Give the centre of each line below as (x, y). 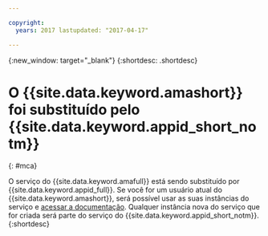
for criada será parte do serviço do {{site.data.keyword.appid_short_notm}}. (134, 216)
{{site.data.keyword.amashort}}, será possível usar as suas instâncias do (129, 198)
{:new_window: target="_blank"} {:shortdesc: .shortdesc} (103, 60)
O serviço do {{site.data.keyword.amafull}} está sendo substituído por (124, 181)
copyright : (26, 22)
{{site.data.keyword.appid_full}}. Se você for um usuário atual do (116, 190)
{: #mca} (23, 166)
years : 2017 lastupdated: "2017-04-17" (82, 30)
